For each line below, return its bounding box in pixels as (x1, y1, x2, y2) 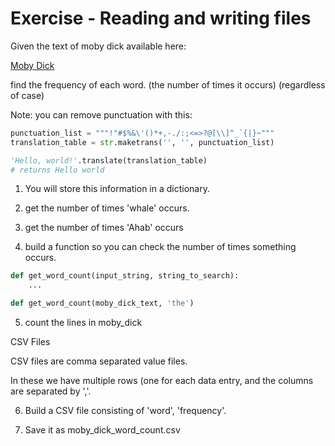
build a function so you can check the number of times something (24, 241, 297, 253)
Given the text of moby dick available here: (10, 40, 187, 52)
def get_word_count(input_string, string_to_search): (10, 271, 240, 281)
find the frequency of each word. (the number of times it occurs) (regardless (10, 78, 326, 91)
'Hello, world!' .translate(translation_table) (10, 155, 208, 166)
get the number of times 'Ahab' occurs (24, 222, 184, 234)
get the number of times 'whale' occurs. (24, 202, 190, 214)
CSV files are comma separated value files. (10, 355, 188, 367)
